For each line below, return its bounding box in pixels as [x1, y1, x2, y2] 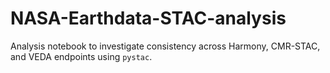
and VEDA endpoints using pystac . [10, 50, 153, 62]
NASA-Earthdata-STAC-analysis [10, 7, 287, 30]
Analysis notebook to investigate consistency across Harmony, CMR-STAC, [10, 40, 321, 52]
